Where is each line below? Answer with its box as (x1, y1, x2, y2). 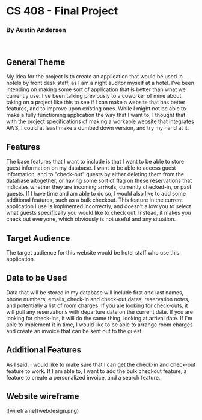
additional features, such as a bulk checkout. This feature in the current (6, 196, 183, 203)
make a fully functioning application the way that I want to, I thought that (6, 112, 186, 119)
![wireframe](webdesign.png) (6, 407, 79, 415)
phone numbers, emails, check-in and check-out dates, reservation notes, (6, 295, 190, 302)
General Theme (6, 57, 66, 67)
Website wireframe (6, 391, 79, 401)
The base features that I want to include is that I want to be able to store (6, 158, 185, 165)
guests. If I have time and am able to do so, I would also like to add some (6, 190, 186, 197)
